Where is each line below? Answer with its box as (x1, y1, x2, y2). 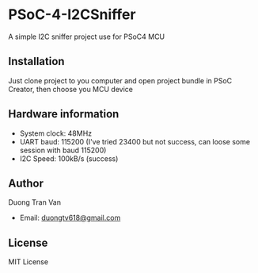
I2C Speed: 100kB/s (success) (19, 153, 119, 163)
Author (8, 176, 44, 190)
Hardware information (8, 107, 120, 121)
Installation (8, 55, 65, 68)
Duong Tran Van (8, 198, 62, 207)
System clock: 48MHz (19, 129, 93, 138)
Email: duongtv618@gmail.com (19, 213, 121, 223)
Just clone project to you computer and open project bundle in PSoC (8, 75, 233, 85)
